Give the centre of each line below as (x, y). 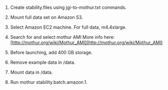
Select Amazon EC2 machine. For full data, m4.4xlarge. (68, 27)
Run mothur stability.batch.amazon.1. (49, 82)
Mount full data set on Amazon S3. (46, 17)
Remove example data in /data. (43, 62)
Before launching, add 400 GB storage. (51, 52)
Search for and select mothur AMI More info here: (62, 37)
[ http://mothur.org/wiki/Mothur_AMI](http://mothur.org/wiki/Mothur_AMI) (86, 42)
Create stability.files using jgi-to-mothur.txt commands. (68, 7)
